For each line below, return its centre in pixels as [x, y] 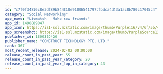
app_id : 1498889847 [25, 23]
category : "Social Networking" [37, 14]
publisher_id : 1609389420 [31, 37]
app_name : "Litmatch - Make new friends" [48, 18]
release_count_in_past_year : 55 [38, 55]
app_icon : [15, 28]
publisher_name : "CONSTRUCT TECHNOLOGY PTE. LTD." [57, 41]
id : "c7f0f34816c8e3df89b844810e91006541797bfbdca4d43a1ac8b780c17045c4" [81, 9]
